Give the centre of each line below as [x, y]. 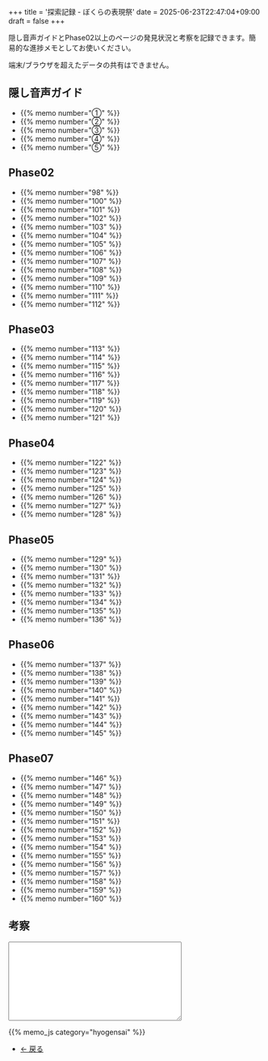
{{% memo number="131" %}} [70, 576]
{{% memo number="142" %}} [71, 707]
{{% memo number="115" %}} [70, 366]
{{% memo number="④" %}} [70, 138]
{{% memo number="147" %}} [71, 787]
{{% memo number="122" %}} [71, 463]
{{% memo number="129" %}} [71, 559]
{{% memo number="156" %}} [71, 864]
